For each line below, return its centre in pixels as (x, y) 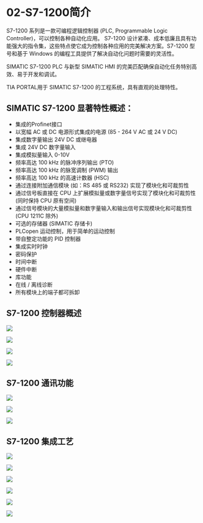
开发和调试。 (43, 74)
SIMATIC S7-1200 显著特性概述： (70, 108)
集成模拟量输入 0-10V (42, 155)
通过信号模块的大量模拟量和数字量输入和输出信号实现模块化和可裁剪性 (104, 208)
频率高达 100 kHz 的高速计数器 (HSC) (62, 177)
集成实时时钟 (31, 246)
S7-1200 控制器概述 (44, 313)
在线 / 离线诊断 (34, 284)
